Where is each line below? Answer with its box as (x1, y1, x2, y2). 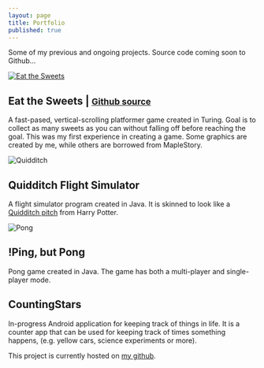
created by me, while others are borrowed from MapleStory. (8, 140, 203, 150)
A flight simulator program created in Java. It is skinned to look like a (8, 199, 231, 209)
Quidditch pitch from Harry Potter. (8, 208, 118, 217)
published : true (8, 26, 61, 34)
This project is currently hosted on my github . (8, 351, 156, 360)
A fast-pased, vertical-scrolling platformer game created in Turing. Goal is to (8, 115, 256, 125)
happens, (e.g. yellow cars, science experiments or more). (8, 336, 197, 345)
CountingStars (8, 298, 82, 311)
